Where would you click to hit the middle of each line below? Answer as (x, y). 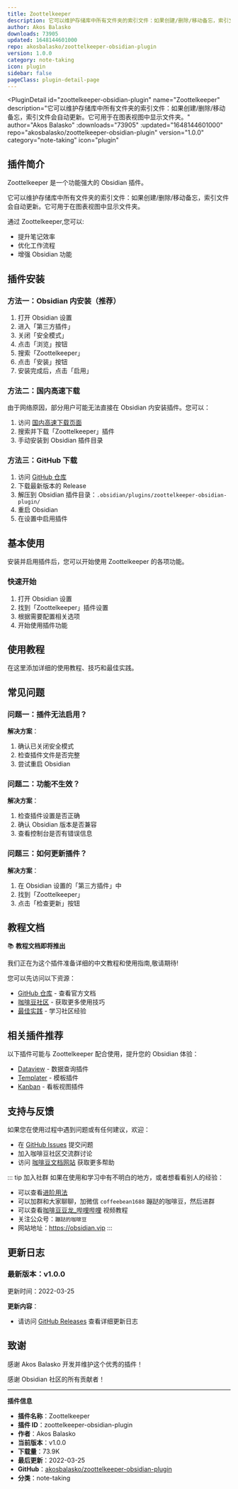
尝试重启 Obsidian (44, 764)
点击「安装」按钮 (42, 361)
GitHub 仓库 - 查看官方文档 (57, 993)
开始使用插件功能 (42, 625)
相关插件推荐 (35, 1035)
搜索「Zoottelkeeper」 (50, 353)
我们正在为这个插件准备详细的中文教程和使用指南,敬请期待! (93, 963)
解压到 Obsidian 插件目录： (57, 495)
